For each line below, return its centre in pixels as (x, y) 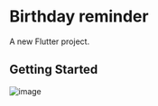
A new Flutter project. (50, 41)
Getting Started (54, 70)
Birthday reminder (79, 17)
